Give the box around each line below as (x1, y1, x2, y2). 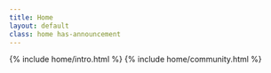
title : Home (9, 12, 53, 22)
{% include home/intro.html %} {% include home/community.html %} (9, 54, 262, 65)
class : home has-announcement (9, 29, 122, 38)
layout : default (9, 21, 69, 30)
